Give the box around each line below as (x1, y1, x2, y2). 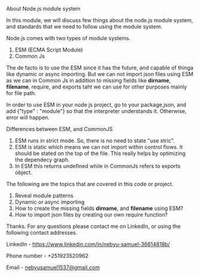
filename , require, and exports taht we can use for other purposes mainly (6, 83, 187, 90)
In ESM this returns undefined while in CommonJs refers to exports (14, 163, 180, 169)
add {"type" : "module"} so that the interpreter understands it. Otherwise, (6, 108, 187, 114)
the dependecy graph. (14, 156, 70, 163)
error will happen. (6, 114, 50, 121)
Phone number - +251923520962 (6, 252, 88, 259)
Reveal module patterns (14, 192, 74, 199)
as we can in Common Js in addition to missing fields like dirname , (6, 77, 172, 84)
